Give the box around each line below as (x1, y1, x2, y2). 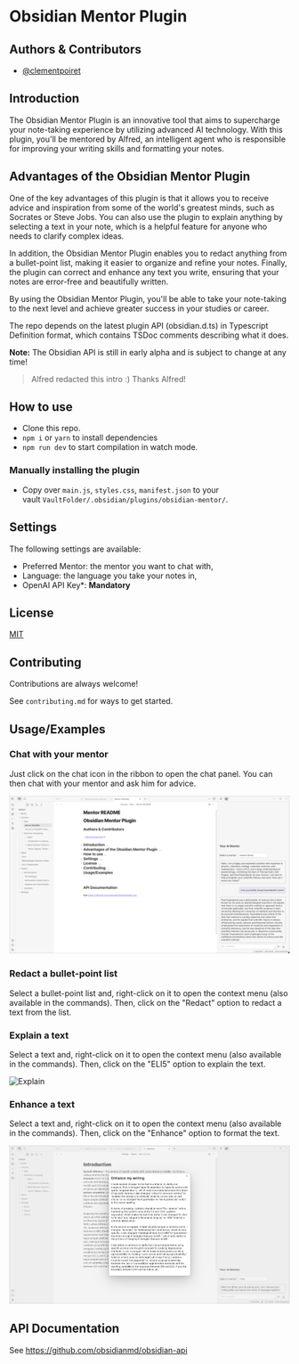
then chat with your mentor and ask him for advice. (9, 778, 197, 788)
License (9, 605, 54, 620)
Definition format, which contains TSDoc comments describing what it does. (9, 330, 289, 340)
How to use (9, 399, 73, 415)
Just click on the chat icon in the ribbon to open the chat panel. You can (9, 768, 273, 779)
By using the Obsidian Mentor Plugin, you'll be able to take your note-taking (9, 293, 287, 304)
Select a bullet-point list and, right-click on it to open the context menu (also (9, 987, 288, 999)
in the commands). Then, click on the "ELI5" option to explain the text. (9, 1058, 266, 1069)
